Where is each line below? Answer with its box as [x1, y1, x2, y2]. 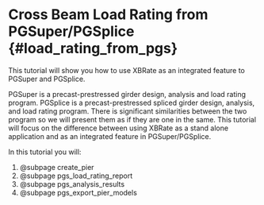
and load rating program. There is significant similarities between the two [8, 106, 247, 116]
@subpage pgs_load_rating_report [19, 171, 133, 180]
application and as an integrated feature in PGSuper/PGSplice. [8, 131, 212, 141]
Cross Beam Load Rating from [8, 6, 209, 24]
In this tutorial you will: [8, 147, 82, 157]
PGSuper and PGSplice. [8, 74, 86, 83]
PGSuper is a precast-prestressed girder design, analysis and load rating [8, 89, 247, 99]
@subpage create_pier [19, 162, 94, 172]
